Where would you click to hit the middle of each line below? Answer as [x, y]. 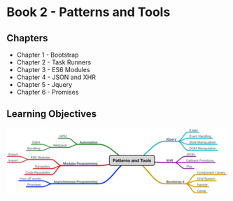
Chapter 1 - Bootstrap [48, 55]
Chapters [27, 38]
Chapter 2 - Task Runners [54, 62]
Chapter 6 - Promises [48, 92]
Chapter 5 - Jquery [44, 84]
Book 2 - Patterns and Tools [89, 12]
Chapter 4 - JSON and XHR [56, 77]
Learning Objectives [52, 114]
